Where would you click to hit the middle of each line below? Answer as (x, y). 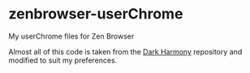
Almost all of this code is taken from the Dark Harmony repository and (125, 51)
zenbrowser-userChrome (96, 14)
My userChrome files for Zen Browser (71, 36)
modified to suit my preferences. (63, 60)
